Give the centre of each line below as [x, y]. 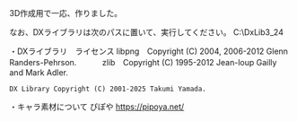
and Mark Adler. [39, 73]
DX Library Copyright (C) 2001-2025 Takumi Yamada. [108, 89]
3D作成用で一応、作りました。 [66, 13]
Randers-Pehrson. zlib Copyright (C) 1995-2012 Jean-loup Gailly [143, 62]
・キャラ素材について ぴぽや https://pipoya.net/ [97, 107]
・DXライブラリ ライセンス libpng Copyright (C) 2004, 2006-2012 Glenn [149, 51]
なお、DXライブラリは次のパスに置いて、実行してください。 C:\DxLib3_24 [147, 32]
